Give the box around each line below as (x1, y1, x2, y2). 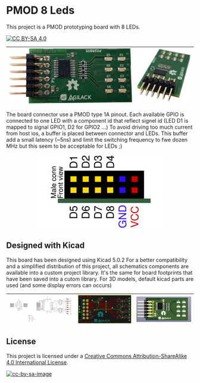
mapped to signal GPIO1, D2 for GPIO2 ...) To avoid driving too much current (6, 123, 193, 130)
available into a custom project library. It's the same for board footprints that (6, 269, 193, 276)
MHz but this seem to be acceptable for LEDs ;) (6, 142, 123, 150)
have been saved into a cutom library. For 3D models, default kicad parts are (6, 275, 194, 282)
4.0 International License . (6, 359, 68, 366)
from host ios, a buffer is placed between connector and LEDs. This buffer (6, 129, 188, 137)
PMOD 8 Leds (6, 4, 75, 17)
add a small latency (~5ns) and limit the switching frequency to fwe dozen (6, 136, 188, 143)
